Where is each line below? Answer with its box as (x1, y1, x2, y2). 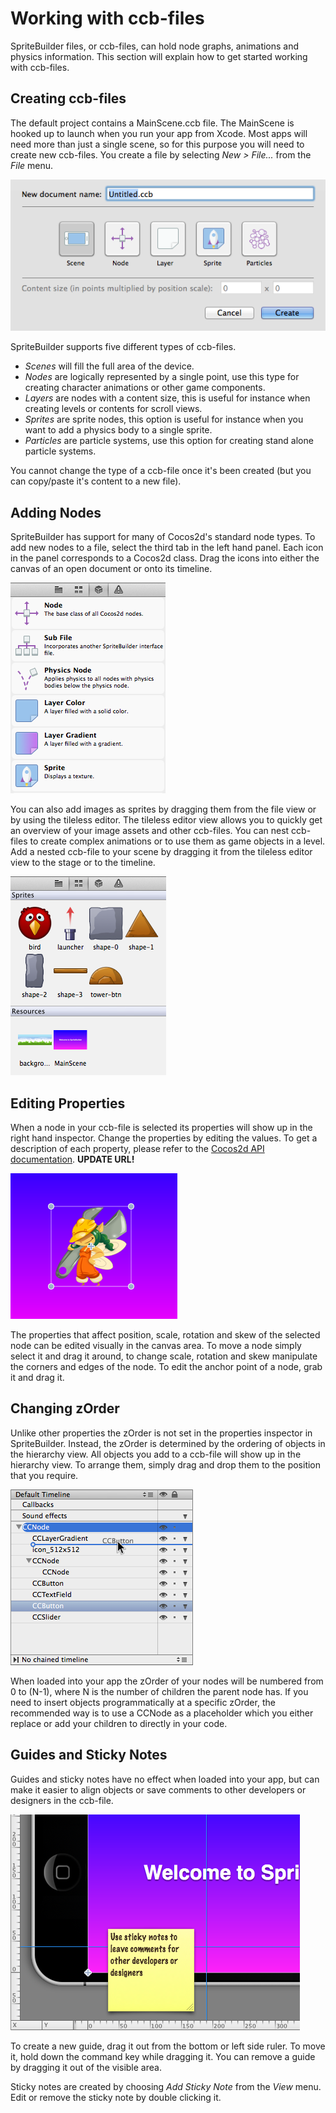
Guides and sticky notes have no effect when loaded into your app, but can (10, 1773, 320, 1785)
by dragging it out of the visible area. (10, 2061, 162, 2073)
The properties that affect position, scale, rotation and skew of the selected (10, 1329, 321, 1341)
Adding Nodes (10, 504, 102, 521)
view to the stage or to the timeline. (10, 857, 156, 869)
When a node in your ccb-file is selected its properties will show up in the (10, 1122, 313, 1133)
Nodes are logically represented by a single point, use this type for (24, 371, 300, 383)
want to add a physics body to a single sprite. (24, 424, 213, 436)
